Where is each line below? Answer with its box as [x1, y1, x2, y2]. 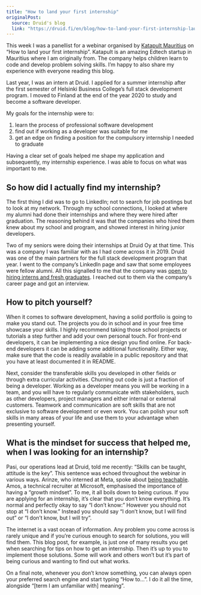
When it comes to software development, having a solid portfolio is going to [6, 313, 193, 320]
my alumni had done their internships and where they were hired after [6, 211, 178, 218]
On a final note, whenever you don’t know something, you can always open [6, 569, 191, 576]
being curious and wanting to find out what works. [6, 557, 130, 564]
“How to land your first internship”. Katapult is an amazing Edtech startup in [6, 49, 193, 56]
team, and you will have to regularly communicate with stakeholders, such [6, 388, 189, 396]
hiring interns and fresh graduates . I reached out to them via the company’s [6, 274, 192, 281]
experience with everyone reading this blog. [6, 67, 115, 75]
